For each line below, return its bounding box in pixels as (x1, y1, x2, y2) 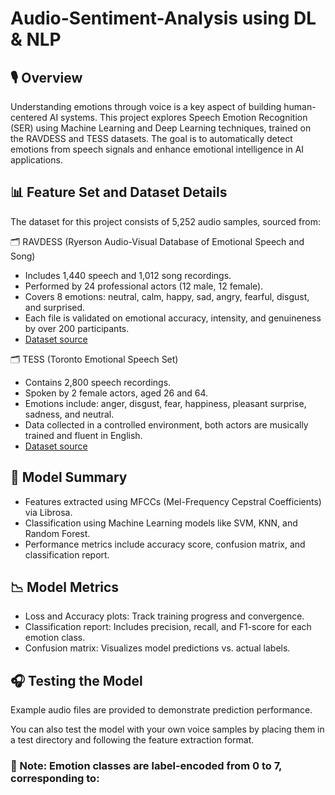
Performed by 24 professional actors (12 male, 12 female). (24, 280, 264, 292)
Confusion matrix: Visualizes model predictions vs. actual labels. (24, 642, 291, 654)
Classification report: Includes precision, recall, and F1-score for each (24, 621, 312, 633)
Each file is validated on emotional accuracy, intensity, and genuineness (24, 312, 322, 324)
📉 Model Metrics (10, 579, 120, 596)
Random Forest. (24, 527, 91, 539)
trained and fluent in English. (24, 429, 143, 441)
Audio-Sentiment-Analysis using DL (10, 7, 317, 30)
